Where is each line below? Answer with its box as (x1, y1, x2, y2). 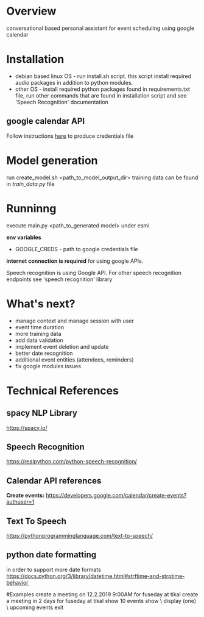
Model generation (6, 154, 99, 167)
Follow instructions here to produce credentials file (6, 132, 134, 140)
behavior (6, 579, 29, 586)
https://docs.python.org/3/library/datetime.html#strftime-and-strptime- (6, 572, 185, 580)
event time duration (15, 323, 65, 330)
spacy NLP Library (6, 408, 78, 418)
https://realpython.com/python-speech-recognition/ (6, 458, 137, 465)
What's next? (6, 297, 76, 310)
